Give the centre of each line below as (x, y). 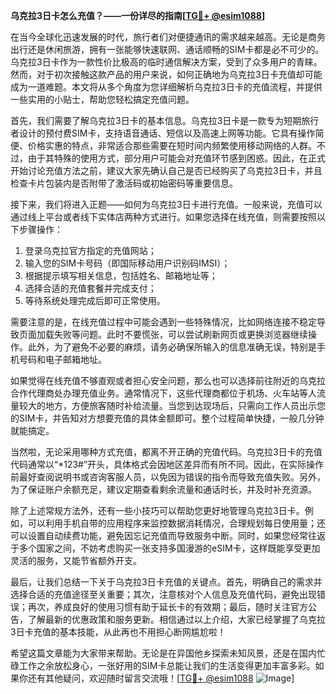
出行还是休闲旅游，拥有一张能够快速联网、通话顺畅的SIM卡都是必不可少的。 (167, 49)
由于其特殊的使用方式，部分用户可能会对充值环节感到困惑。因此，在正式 (176, 158)
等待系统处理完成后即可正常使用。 (95, 300)
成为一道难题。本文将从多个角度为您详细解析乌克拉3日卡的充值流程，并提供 (166, 87)
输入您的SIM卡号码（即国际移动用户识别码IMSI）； (127, 263)
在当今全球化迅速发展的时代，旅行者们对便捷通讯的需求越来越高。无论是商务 (168, 37)
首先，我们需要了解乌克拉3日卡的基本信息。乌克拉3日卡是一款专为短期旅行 (165, 120)
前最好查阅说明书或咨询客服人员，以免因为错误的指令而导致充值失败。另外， (168, 477)
